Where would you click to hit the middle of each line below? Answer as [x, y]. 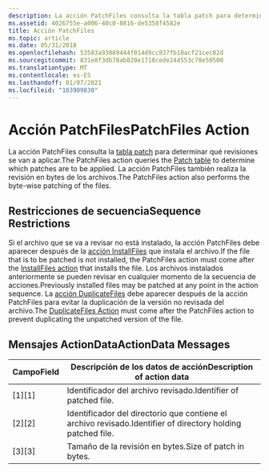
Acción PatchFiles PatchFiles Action [129, 130]
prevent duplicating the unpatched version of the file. [96, 319]
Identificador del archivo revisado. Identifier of [153, 390]
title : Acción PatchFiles [51, 30]
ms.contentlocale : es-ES [50, 75]
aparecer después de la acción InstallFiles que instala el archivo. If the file [129, 251]
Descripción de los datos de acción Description [162, 366]
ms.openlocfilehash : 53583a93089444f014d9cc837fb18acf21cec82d [116, 53]
